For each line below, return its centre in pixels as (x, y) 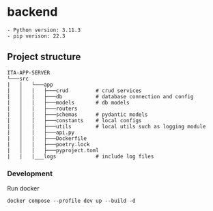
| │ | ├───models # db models (68, 102)
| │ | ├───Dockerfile (47, 138)
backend (32, 12)
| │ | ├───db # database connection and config (100, 96)
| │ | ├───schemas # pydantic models (77, 114)
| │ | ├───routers (42, 109)
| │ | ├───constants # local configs (74, 120)
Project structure (44, 57)
